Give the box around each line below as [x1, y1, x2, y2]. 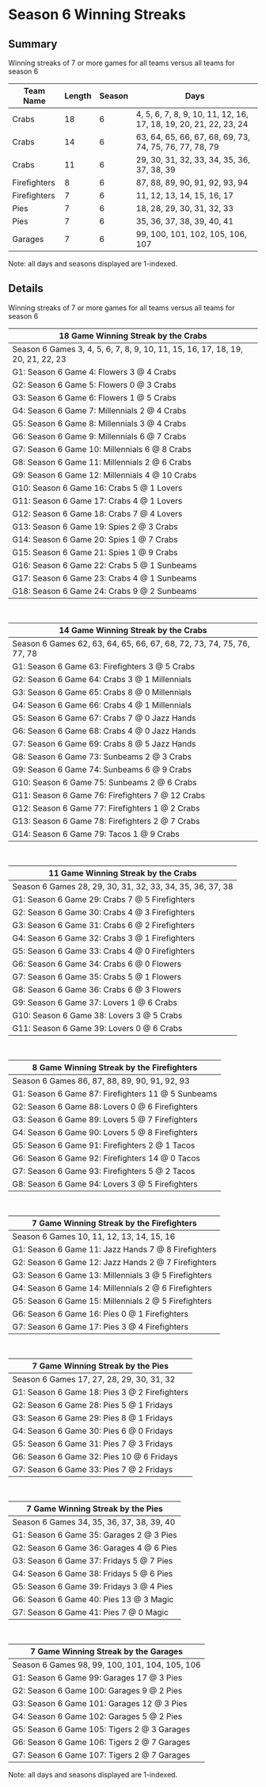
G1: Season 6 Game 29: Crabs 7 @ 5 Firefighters [12, 894, 196, 905]
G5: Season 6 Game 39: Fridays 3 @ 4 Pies [12, 1581, 173, 1592]
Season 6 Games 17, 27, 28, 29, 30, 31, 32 [12, 1374, 176, 1385]
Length [64, 90, 92, 101]
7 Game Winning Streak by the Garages [30, 1646, 184, 1657]
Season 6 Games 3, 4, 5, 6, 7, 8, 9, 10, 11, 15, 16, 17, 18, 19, [12, 343, 244, 355]
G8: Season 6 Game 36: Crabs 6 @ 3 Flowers [12, 984, 182, 995]
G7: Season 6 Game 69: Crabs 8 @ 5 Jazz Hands [12, 738, 196, 749]
